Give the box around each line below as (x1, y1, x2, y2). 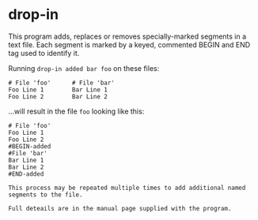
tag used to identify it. (8, 48, 80, 58)
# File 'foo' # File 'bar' (8, 79, 115, 87)
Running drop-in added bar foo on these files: (8, 63, 160, 73)
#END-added (8, 170, 44, 178)
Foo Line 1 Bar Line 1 (8, 85, 108, 94)
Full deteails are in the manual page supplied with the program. (8, 204, 232, 212)
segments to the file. (8, 191, 83, 199)
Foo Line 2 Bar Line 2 (8, 92, 108, 100)
